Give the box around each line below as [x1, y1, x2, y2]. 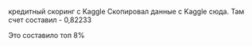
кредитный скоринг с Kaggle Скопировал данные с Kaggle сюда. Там [8, 7, 245, 16]
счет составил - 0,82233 [8, 15, 92, 25]
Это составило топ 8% [8, 31, 85, 40]
